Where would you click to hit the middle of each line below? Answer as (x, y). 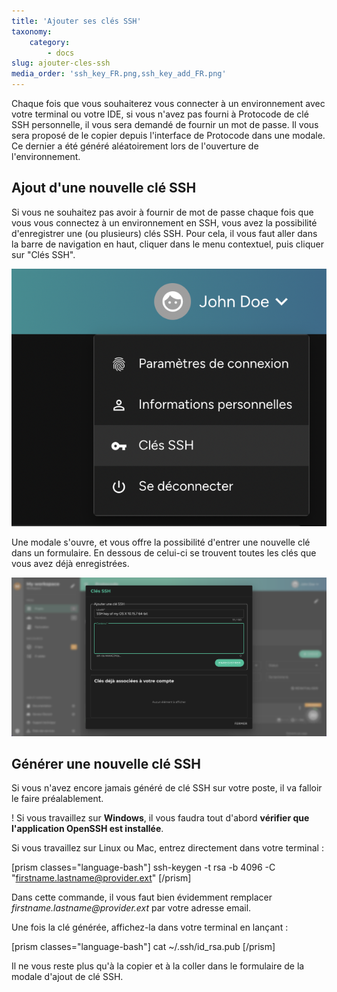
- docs (61, 53)
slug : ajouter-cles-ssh (61, 63)
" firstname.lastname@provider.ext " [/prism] (101, 878)
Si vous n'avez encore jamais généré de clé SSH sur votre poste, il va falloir (167, 788)
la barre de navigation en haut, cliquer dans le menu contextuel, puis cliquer (167, 244)
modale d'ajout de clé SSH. (67, 977)
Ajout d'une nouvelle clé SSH (104, 188)
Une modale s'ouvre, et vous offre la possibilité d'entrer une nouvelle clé (161, 542)
